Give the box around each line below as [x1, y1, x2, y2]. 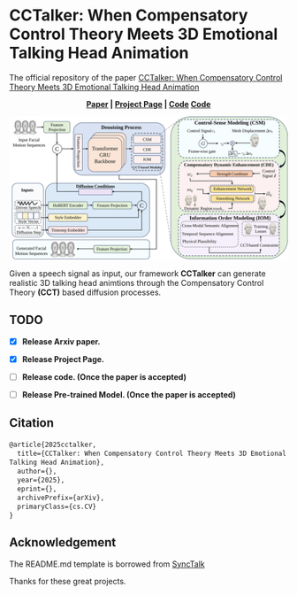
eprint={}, [17, 484, 57, 493]
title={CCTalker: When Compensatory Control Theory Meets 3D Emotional [17, 449, 287, 458]
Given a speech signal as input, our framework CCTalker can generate [9, 267, 267, 279]
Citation [9, 415, 55, 430]
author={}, [17, 467, 57, 475]
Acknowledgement [9, 535, 117, 550]
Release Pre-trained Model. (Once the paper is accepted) [21, 389, 237, 399]
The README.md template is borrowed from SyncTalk [9, 559, 205, 569]
